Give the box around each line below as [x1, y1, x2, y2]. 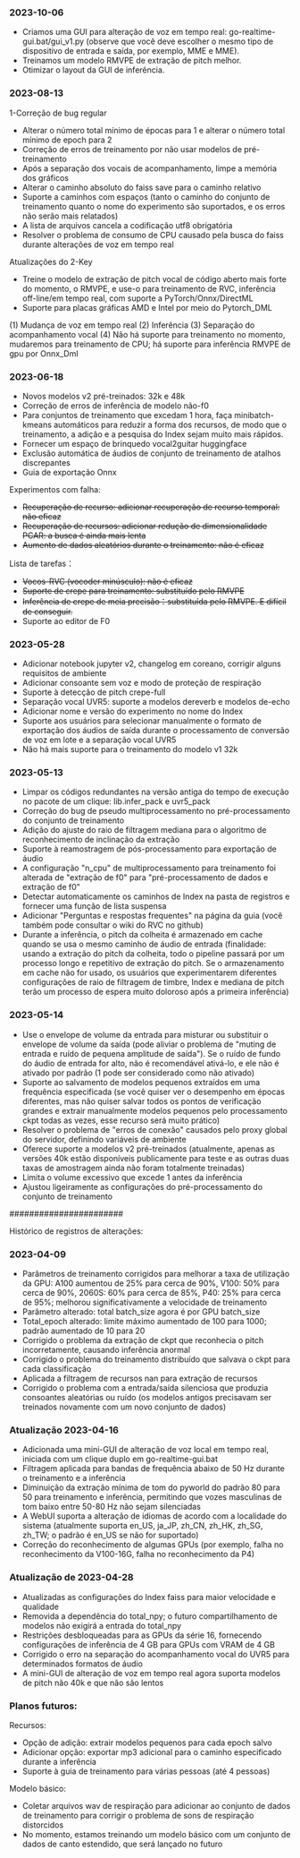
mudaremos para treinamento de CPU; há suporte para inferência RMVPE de [9, 338, 291, 349]
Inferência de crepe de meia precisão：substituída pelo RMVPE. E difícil [21, 595, 287, 606]
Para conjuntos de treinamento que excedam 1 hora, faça [21, 409, 233, 420]
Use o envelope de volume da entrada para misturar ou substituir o [21, 1029, 270, 1040]
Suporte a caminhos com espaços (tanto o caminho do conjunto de [21, 191, 271, 202]
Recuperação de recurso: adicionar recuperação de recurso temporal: [21, 501, 280, 512]
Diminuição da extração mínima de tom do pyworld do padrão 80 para [21, 1482, 281, 1493]
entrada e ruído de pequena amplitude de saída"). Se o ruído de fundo [21, 1048, 281, 1058]
